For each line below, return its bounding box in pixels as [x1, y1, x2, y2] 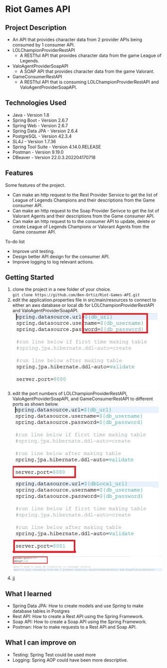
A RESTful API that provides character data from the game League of [19, 52, 162, 58]
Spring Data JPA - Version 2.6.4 [12, 128, 78, 134]
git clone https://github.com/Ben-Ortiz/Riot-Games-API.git [12, 293, 140, 298]
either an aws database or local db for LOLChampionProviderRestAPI [12, 302, 155, 308]
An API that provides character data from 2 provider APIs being [12, 36, 143, 42]
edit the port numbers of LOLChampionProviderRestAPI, [12, 391, 128, 397]
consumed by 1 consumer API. [12, 42, 75, 48]
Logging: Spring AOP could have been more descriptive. [12, 657, 128, 663]
